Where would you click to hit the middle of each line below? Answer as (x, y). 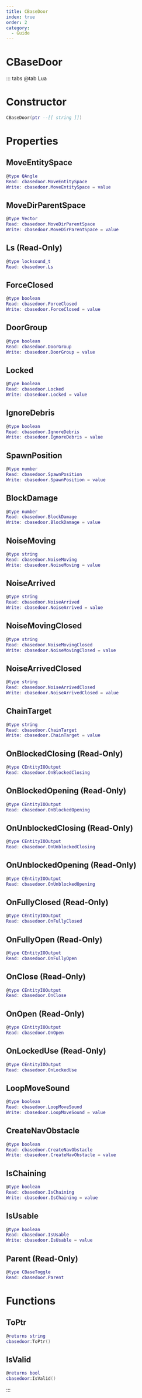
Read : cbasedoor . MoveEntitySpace (47, 181)
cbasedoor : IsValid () (31, 1379)
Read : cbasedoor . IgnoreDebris (43, 432)
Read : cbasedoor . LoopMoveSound (44, 1107)
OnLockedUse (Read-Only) (56, 1051)
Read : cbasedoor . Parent (35, 1277)
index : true (20, 17)
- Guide (21, 33)
